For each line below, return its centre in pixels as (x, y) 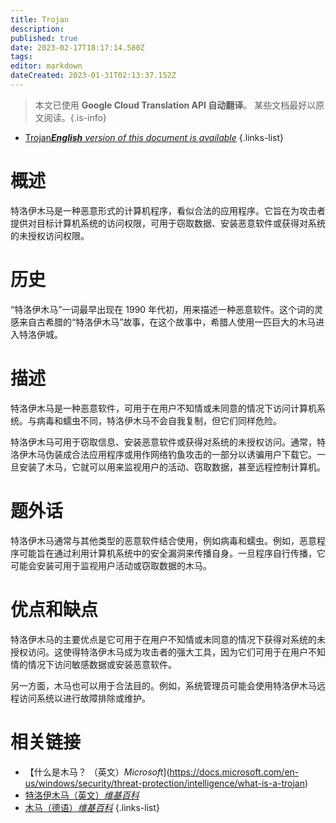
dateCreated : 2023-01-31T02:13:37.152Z (93, 76)
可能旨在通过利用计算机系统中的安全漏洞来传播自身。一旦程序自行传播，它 (172, 553)
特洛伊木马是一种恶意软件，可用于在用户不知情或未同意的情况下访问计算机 (163, 408)
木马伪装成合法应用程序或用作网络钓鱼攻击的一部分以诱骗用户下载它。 (172, 454)
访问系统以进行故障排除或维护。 (84, 698)
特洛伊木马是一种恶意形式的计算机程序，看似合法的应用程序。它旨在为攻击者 (168, 210)
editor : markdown (46, 66)
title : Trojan (40, 19)
